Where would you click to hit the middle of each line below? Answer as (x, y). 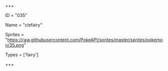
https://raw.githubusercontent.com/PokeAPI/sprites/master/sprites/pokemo (85, 40)
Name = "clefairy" (24, 25)
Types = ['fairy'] (22, 55)
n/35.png (15, 45)
